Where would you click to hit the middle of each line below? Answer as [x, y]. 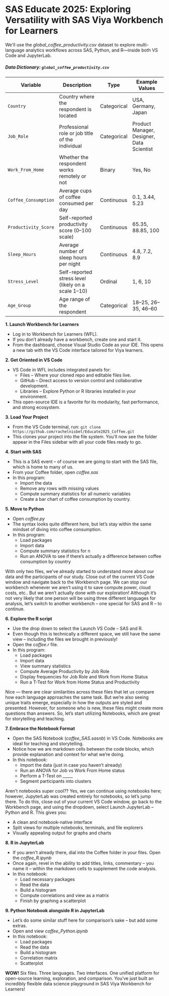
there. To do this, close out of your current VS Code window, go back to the [83, 802]
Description [77, 85]
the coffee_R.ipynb [32, 858]
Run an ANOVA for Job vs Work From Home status [72, 770]
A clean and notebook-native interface [52, 822]
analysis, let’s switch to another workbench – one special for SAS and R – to [83, 603]
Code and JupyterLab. [28, 55]
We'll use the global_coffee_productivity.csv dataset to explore [70, 44]
